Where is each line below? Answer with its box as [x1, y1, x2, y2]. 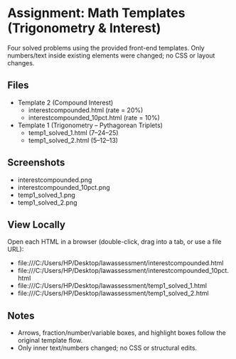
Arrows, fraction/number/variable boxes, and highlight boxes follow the [17, 328, 226, 337]
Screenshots [7, 156, 65, 168]
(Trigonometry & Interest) [7, 20, 161, 36]
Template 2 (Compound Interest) [17, 98, 114, 107]
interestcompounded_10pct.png [17, 183, 110, 191]
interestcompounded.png [17, 176, 92, 184]
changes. [7, 58, 35, 67]
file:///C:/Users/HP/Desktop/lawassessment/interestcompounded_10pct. [17, 267, 230, 275]
